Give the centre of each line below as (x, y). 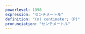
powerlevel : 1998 (24, 10)
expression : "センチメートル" (34, 14)
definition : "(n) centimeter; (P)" (43, 19)
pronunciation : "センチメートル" (38, 24)
